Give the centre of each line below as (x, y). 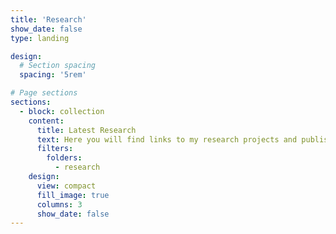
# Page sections (44, 93)
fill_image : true (73, 195)
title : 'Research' (48, 19)
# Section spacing (58, 66)
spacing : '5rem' (53, 75)
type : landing (40, 38)
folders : (64, 158)
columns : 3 (59, 204)
